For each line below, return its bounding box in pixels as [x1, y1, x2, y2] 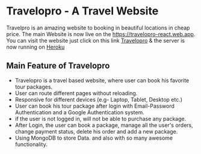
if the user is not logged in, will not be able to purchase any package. [14, 115, 187, 122]
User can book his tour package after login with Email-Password [14, 102, 175, 109]
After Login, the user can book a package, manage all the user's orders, [14, 122, 194, 129]
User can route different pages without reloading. [14, 89, 138, 97]
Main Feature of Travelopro [6, 61, 110, 71]
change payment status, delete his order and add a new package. [14, 128, 178, 135]
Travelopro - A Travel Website [6, 4, 159, 18]
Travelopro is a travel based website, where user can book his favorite [14, 76, 190, 84]
